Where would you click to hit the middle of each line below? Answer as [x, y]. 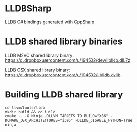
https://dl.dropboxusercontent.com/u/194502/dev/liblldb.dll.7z [68, 60]
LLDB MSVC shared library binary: [40, 55]
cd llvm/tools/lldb [25, 108]
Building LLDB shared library [64, 95]
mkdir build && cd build [30, 112]
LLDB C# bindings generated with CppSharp [50, 22]
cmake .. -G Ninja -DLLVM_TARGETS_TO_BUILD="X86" [57, 116]
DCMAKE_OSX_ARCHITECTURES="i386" [39, 120]
